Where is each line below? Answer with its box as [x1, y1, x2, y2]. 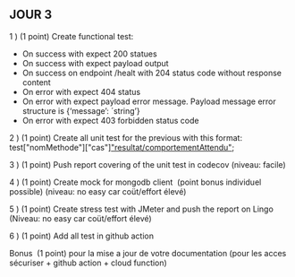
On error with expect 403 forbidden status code [21, 115, 199, 126]
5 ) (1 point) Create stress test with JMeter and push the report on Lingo [9, 203, 274, 214]
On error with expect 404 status [21, 86, 141, 97]
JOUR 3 [9, 7, 53, 22]
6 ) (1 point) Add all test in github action [9, 230, 155, 241]
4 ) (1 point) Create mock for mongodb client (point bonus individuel [9, 177, 262, 187]
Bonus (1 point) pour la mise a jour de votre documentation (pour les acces [9, 247, 287, 258]
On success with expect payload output [21, 57, 169, 68]
